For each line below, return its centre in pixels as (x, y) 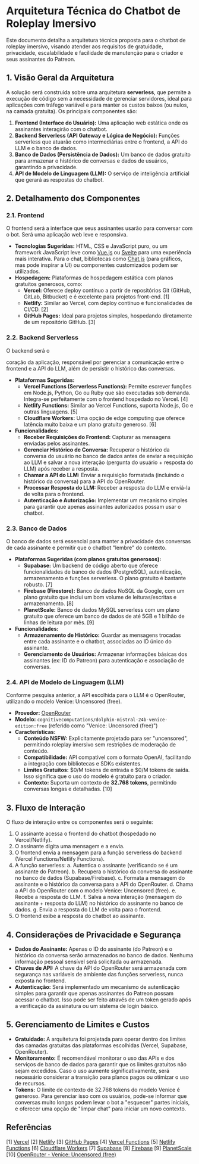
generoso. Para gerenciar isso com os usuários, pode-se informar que (101, 1096)
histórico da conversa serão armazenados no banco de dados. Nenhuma (104, 955)
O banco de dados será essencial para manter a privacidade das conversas (99, 541)
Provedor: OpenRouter (43, 713)
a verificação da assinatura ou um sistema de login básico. (86, 1006)
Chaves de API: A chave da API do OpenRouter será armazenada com (101, 968)
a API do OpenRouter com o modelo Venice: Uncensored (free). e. (96, 891)
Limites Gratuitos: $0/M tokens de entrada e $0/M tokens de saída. (107, 770)
